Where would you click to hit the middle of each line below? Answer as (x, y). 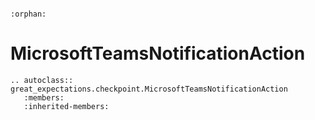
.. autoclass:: (42, 80)
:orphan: (28, 14)
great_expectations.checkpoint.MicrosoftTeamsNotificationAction (149, 89)
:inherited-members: (66, 106)
